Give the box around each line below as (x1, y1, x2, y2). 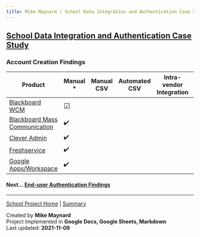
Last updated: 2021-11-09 (6, 224, 70, 231)
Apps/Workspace (9, 164, 58, 173)
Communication (9, 123, 54, 131)
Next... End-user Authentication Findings (6, 181, 111, 188)
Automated (118, 77, 151, 85)
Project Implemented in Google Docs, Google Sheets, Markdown (6, 218, 167, 225)
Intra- (163, 73, 182, 82)
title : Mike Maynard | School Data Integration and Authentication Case (6, 8, 190, 15)
